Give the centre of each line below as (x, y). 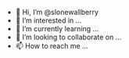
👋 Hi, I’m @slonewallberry (57, 12)
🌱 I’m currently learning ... (57, 29)
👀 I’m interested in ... (48, 20)
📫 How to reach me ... (52, 46)
